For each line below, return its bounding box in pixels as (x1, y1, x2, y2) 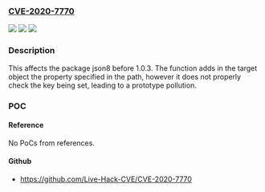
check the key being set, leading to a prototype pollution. (8, 80, 197, 90)
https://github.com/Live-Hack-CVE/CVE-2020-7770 (19, 174, 193, 184)
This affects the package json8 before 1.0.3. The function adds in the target (8, 63, 258, 73)
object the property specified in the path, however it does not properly (8, 71, 242, 81)
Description (8, 45, 55, 56)
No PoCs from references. (8, 138, 95, 148)
